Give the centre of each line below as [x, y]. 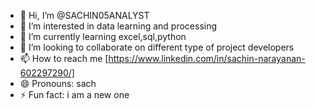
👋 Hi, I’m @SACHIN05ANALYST [84, 15]
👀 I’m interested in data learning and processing [118, 26]
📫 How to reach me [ [64, 58]
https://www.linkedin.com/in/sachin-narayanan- [207, 58]
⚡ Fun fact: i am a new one [74, 94]
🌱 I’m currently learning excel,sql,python [103, 36]
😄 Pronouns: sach [58, 83]
